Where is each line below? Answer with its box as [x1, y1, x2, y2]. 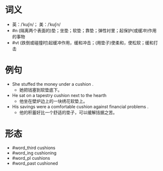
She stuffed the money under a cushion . [12, 81, 94, 87]
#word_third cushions [12, 145, 56, 151]
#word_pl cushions [12, 155, 50, 161]
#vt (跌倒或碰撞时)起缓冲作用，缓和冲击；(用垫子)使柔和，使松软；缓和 [12, 39, 154, 45]
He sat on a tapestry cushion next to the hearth [12, 92, 107, 98]
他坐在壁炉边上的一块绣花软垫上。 [19, 98, 88, 104]
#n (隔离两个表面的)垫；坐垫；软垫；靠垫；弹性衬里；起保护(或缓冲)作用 [12, 27, 157, 33]
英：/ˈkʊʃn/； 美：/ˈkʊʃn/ [12, 21, 61, 27]
